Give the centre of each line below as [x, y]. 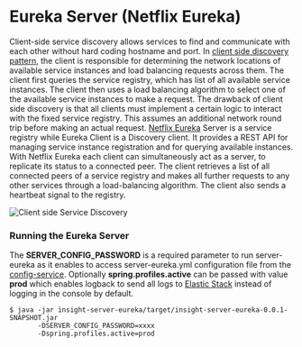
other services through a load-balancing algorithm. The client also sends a [148, 185]
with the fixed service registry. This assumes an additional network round [146, 118]
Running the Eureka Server [69, 235]
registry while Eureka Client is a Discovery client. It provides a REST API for [149, 137]
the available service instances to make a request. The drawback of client [146, 99]
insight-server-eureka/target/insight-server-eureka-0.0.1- [173, 310]
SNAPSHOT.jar [34, 318]
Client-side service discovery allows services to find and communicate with [150, 41]
